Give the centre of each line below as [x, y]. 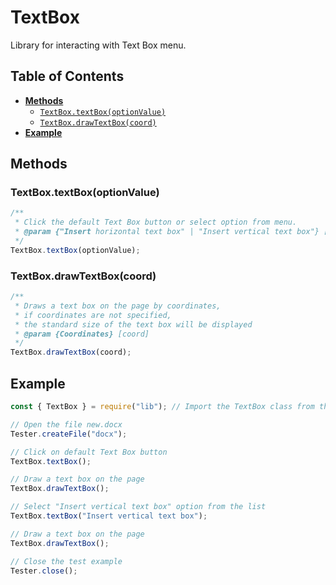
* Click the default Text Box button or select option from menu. [156, 222]
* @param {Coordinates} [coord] [82, 334]
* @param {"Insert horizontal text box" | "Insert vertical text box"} [167, 232]
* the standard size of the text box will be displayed [133, 324]
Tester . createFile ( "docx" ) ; [69, 434]
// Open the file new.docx [66, 424]
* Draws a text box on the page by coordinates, [118, 306]
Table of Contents [67, 76]
